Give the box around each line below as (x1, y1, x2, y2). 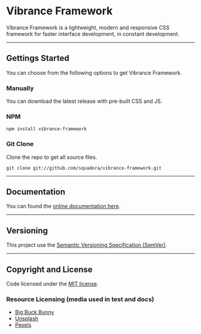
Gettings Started (6, 53, 70, 63)
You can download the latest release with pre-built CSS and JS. (6, 97, 163, 105)
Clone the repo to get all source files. (6, 154, 98, 161)
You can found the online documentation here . (6, 203, 121, 210)
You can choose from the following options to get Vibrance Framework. (6, 69, 182, 76)
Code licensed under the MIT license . (6, 280, 99, 287)
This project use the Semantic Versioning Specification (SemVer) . (6, 241, 167, 249)
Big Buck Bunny (14, 309, 54, 316)
